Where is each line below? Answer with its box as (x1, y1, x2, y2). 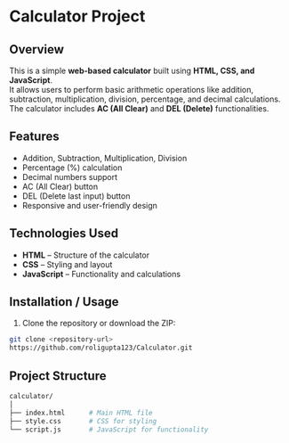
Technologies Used (9, 226, 118, 242)
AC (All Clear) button (21, 181, 99, 192)
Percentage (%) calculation (21, 162, 123, 173)
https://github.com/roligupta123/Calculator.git (9, 343, 193, 353)
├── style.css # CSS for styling (9, 416, 157, 425)
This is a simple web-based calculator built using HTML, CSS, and (9, 65, 255, 76)
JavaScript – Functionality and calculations (21, 268, 181, 279)
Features (9, 129, 60, 144)
